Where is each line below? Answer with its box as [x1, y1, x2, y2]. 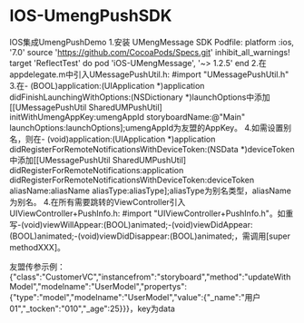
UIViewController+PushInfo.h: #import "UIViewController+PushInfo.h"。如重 [9, 208, 294, 219]
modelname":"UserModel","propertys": [40, 280, 188, 291]
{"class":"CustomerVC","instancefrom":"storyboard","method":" [9, 271, 249, 282]
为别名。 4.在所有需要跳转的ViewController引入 [9, 196, 186, 207]
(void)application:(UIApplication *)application [46, 133, 216, 144]
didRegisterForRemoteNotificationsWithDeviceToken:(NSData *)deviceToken [9, 143, 295, 154]
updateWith [248, 271, 291, 282]
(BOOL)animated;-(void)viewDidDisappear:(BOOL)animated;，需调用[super [9, 230, 290, 241]
